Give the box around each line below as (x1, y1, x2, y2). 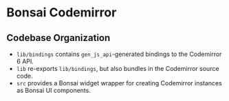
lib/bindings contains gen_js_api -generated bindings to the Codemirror (16, 50, 222, 58)
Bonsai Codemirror (6, 5, 117, 20)
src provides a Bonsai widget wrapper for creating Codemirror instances (16, 79, 223, 87)
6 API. (16, 57, 34, 66)
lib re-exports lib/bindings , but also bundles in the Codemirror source (16, 65, 219, 72)
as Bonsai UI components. (16, 87, 91, 94)
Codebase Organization (6, 32, 111, 44)
